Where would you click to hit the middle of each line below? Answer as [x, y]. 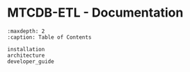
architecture [26, 55]
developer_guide [31, 61]
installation [26, 49]
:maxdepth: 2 [26, 31]
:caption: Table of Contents [49, 37]
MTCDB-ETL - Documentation [95, 13]
